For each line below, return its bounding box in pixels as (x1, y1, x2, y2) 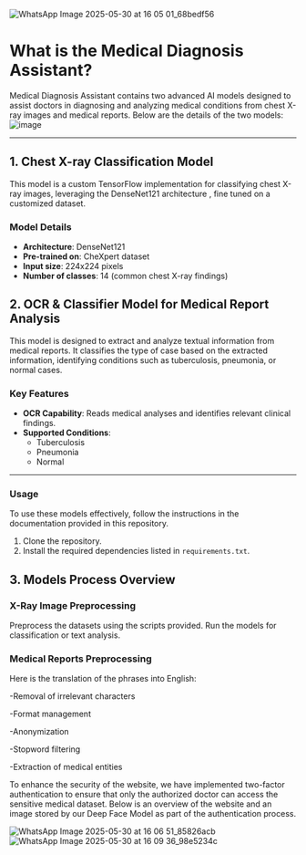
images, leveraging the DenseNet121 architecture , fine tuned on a (23, 188, 270, 199)
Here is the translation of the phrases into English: (9, 673, 198, 684)
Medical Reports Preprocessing (9, 652, 152, 665)
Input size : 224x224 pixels (22, 261, 124, 272)
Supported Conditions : (22, 427, 111, 438)
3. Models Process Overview (9, 571, 176, 588)
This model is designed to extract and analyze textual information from (9, 335, 275, 346)
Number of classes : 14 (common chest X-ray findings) (22, 270, 229, 282)
